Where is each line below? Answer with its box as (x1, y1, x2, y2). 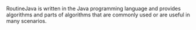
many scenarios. (6, 18, 47, 24)
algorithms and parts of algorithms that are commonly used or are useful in (6, 11, 191, 18)
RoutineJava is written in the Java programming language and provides (6, 5, 181, 12)
